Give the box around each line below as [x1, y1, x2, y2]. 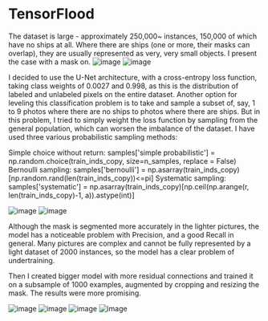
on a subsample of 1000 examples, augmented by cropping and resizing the [8, 279, 259, 289]
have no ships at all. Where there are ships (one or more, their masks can [8, 39, 250, 49]
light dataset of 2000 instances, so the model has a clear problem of [8, 246, 235, 257]
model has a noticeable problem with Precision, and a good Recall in [8, 230, 234, 239]
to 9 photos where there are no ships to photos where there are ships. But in [8, 106, 261, 116]
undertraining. [8, 255, 55, 265]
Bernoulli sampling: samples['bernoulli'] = [8, 165, 146, 174]
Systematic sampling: [155, 173, 226, 183]
